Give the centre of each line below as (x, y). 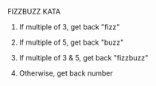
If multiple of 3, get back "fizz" (69, 27)
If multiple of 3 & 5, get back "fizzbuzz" (84, 58)
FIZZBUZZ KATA (34, 12)
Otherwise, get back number (66, 73)
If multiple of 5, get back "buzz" (71, 42)
